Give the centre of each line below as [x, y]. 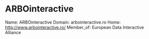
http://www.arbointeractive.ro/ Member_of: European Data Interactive [74, 27]
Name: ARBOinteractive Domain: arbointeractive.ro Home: [63, 22]
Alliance [13, 32]
